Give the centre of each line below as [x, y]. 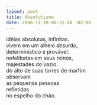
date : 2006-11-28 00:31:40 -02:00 [49, 22]
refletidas [18, 90]
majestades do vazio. [32, 64]
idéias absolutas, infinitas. [38, 40]
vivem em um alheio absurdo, [42, 45]
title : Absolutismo [30, 17]
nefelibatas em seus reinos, [40, 58]
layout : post [22, 12]
